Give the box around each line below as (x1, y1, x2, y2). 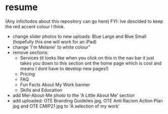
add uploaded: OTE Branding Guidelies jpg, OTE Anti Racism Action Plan (12, 97, 163, 103)
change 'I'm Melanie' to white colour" (12, 44, 91, 50)
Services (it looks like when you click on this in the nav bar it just (20, 54, 154, 61)
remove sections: (12, 49, 49, 55)
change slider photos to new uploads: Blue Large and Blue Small (12, 33, 147, 39)
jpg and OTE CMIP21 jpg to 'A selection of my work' (12, 103, 120, 109)
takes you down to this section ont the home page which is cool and (20, 60, 162, 66)
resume (5, 2, 38, 13)
